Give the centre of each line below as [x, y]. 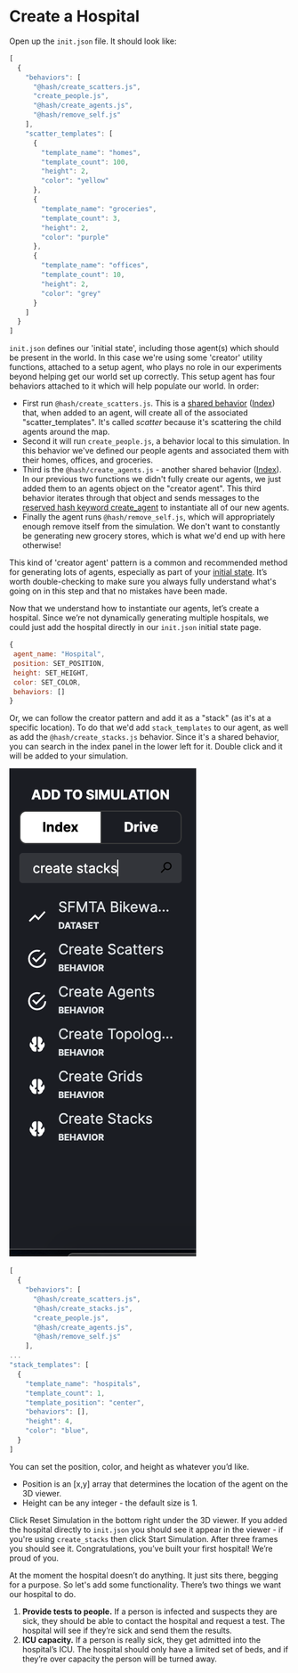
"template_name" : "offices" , [95, 266]
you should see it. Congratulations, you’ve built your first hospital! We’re [141, 1548]
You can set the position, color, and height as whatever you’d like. [129, 1466]
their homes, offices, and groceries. [88, 460]
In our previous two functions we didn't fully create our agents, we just [152, 480]
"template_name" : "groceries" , [99, 209]
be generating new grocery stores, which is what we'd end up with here [154, 536]
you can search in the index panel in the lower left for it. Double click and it [146, 747]
